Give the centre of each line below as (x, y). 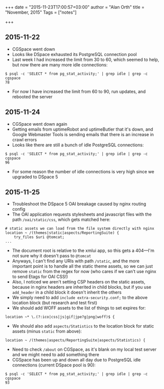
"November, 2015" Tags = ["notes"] (41, 12)
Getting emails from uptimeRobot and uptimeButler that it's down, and (82, 129)
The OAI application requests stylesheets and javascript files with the (82, 214)
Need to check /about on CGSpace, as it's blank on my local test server (84, 349)
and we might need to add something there (56, 355)
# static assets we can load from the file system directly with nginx (80, 229)
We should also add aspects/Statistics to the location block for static (83, 326)
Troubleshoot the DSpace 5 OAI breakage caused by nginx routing (79, 204)
